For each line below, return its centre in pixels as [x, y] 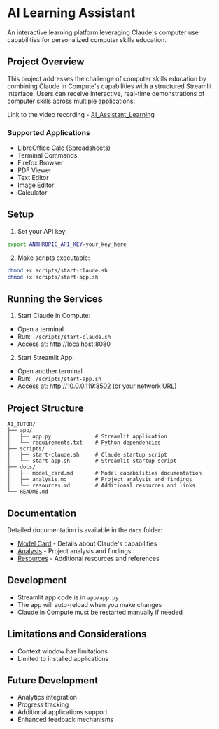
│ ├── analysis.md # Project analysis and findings [100, 480]
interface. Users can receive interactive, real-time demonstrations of [106, 93]
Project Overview [46, 62]
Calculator [32, 193]
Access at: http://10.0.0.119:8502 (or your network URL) [97, 386]
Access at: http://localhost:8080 [64, 344]
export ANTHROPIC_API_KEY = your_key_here [67, 244]
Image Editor [36, 185]
